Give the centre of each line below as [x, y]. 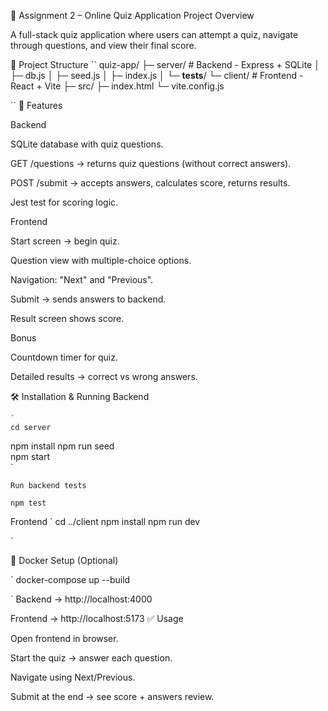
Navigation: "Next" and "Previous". [82, 279]
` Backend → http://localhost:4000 [81, 599]
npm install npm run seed [62, 446]
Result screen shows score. [67, 318]
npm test [28, 503]
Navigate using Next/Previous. [73, 677]
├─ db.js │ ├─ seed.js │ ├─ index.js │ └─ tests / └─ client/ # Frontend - [157, 75]
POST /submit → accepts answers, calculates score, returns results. [150, 183]
